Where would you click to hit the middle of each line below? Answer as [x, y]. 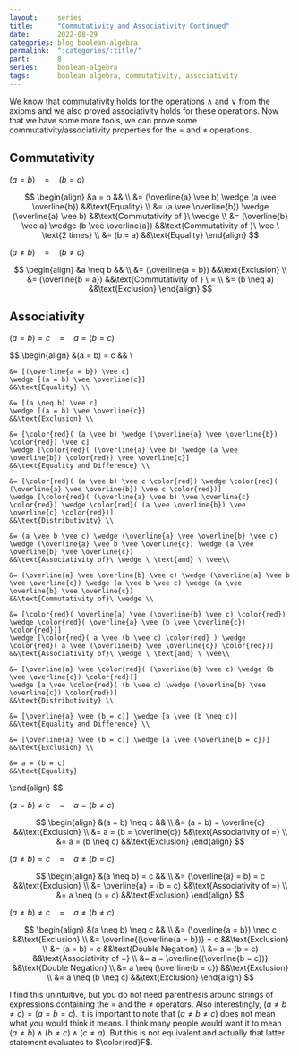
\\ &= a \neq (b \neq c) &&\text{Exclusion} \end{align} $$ [150, 977]
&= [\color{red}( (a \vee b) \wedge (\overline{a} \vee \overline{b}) [144, 435]
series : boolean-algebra [64, 68]
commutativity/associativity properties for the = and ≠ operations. [131, 130]
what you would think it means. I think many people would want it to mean [145, 1023]
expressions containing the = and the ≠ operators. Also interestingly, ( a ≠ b [148, 1004]
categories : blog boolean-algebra [74, 43]
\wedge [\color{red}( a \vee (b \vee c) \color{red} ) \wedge [128, 638]
